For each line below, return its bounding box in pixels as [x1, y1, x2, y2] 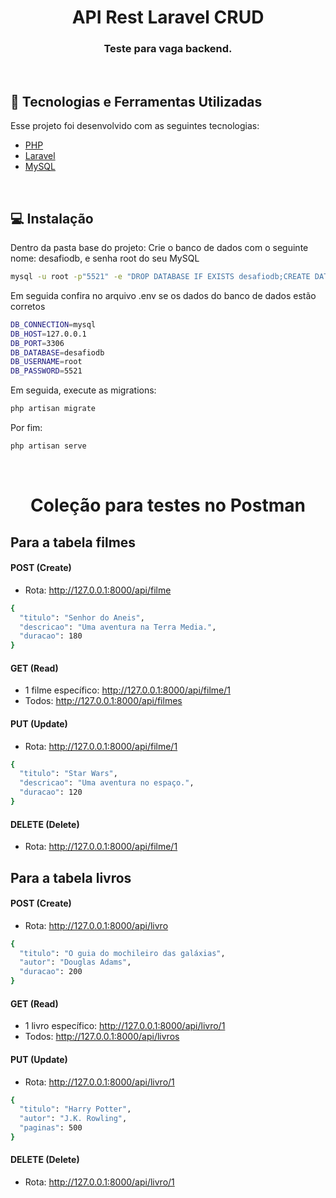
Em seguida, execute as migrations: [10, 384, 157, 396]
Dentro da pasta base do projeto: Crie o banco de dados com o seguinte [10, 242, 309, 254]
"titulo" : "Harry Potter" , [19, 1104, 132, 1115]
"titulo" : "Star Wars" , [19, 769, 118, 779]
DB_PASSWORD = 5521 [10, 366, 83, 376]
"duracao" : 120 [19, 787, 83, 798]
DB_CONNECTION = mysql [10, 319, 97, 330]
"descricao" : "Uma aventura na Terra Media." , [19, 622, 217, 632]
